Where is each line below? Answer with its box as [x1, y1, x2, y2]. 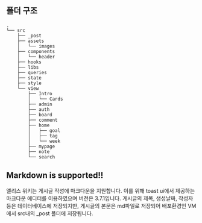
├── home [28, 122, 50, 128]
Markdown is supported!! [6, 171, 104, 181]
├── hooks [17, 59, 42, 65]
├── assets [17, 38, 45, 44]
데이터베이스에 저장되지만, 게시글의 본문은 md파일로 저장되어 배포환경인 [17, 202, 187, 209]
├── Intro [28, 90, 52, 96]
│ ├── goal [28, 127, 61, 134]
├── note [28, 148, 50, 155]
